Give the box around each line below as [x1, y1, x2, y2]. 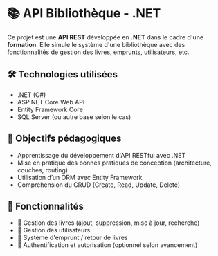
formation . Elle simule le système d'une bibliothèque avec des [7, 40, 185, 48]
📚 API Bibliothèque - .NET [7, 6, 161, 21]
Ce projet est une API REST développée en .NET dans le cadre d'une [7, 33, 204, 42]
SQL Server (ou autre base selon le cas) [17, 112, 131, 121]
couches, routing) [17, 165, 68, 174]
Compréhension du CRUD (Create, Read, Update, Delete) [17, 181, 181, 189]
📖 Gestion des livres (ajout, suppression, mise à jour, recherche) [17, 219, 200, 227]
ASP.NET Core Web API [17, 98, 85, 106]
